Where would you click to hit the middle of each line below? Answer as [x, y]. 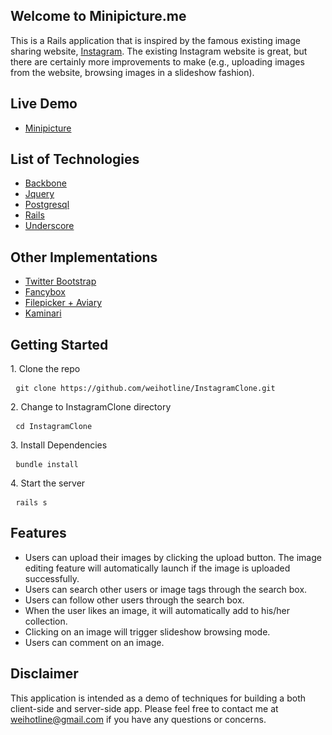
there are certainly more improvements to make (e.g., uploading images [157, 61]
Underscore [49, 226]
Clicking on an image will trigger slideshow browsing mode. [147, 631]
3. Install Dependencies [59, 445]
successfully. [52, 578]
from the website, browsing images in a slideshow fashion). [132, 72]
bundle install [47, 465]
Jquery [39, 194]
